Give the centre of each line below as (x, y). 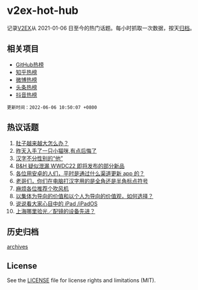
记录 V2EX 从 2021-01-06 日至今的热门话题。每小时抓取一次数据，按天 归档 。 (101, 28)
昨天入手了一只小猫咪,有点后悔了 (56, 150)
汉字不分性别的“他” (39, 158)
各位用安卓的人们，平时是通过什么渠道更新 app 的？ (80, 173)
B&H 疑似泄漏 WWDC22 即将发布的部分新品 (70, 166)
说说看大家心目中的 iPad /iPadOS (56, 204)
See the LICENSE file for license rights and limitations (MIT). (81, 280)
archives (18, 247)
